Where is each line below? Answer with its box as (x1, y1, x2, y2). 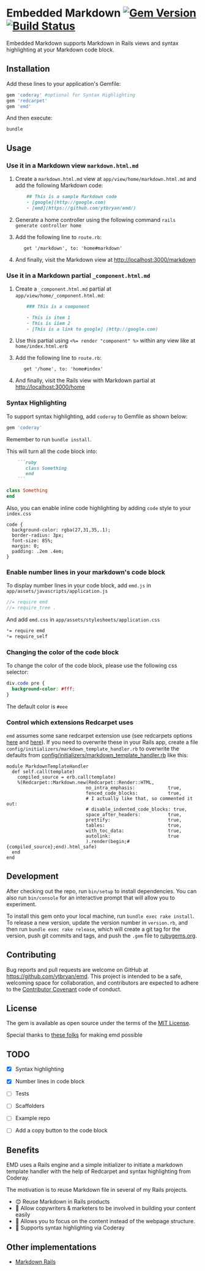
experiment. (6, 900, 37, 907)
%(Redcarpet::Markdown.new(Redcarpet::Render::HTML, (17, 779, 155, 785)
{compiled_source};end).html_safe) (6, 844, 97, 850)
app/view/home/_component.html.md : (15, 291, 105, 299)
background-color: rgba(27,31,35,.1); (12, 527, 111, 533)
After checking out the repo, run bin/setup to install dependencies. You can (6, 887, 197, 895)
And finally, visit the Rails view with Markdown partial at (15, 377, 156, 384)
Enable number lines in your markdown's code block (6, 568, 165, 576)
